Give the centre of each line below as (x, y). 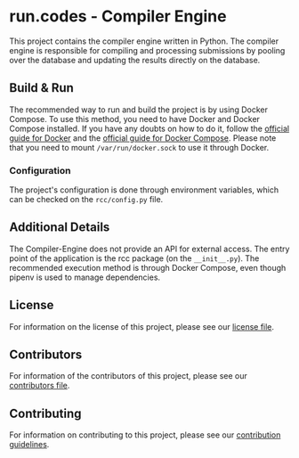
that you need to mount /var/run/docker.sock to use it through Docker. (139, 147)
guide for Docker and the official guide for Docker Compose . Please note (143, 138)
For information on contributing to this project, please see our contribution (145, 435)
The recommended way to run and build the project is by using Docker (139, 110)
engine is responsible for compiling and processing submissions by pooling (147, 50)
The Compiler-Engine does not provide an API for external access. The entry (149, 249)
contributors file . (40, 386)
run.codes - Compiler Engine (118, 16)
